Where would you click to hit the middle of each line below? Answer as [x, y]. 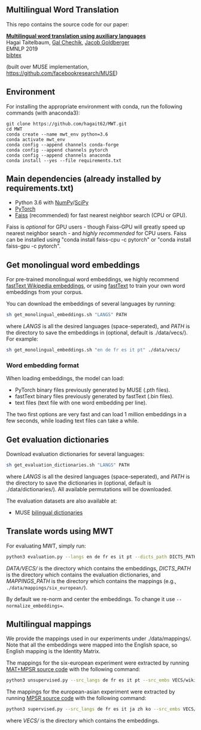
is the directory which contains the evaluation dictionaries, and [83, 575]
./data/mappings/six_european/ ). [47, 587]
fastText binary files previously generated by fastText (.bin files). [94, 396]
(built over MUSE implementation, [48, 67]
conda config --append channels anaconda [59, 155]
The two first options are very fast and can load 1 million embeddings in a [96, 414]
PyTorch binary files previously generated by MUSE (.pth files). [92, 390]
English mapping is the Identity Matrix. [53, 651]
